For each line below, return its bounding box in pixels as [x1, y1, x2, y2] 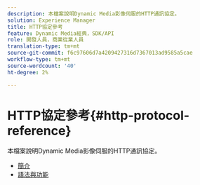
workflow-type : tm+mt [7, 56, 71, 63]
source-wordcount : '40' [7, 62, 77, 69]
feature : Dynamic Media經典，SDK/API [7, 29, 114, 37]
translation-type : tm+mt [7, 43, 80, 50]
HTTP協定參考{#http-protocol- [7, 107, 190, 123]
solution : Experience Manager [7, 17, 96, 24]
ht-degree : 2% [7, 69, 49, 76]
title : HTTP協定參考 [7, 23, 63, 30]
